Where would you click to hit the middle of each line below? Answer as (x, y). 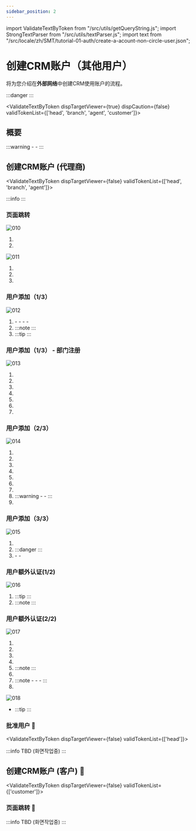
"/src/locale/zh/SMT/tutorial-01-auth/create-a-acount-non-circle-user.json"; (98, 40)
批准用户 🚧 (21, 726)
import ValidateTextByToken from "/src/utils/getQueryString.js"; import (91, 28)
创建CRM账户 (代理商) (46, 166)
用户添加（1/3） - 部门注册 (43, 350)
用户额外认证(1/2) (31, 572)
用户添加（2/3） (29, 428)
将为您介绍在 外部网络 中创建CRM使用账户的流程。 (66, 83)
